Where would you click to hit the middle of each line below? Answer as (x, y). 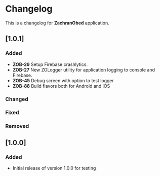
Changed (17, 99)
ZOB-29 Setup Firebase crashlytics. (50, 64)
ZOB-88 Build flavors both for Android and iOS (61, 86)
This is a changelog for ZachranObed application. (57, 23)
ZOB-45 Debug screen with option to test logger (63, 80)
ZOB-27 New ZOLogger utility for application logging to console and (84, 69)
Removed (17, 126)
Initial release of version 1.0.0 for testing (54, 168)
